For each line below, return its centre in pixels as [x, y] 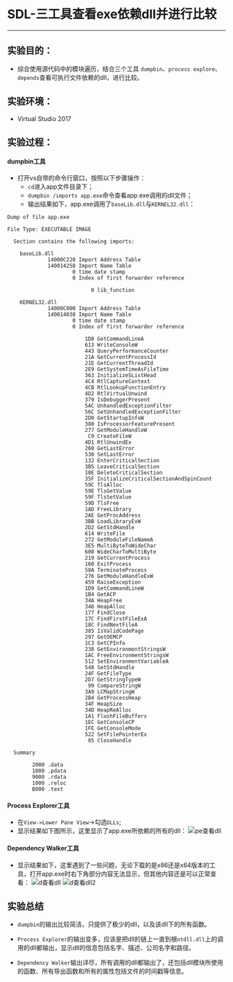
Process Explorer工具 [38, 805]
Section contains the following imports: [74, 242]
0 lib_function [113, 290]
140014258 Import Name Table [89, 266]
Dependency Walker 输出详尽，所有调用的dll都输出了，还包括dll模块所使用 [120, 963]
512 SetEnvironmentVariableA [127, 661]
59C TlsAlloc [103, 485]
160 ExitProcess [108, 564]
